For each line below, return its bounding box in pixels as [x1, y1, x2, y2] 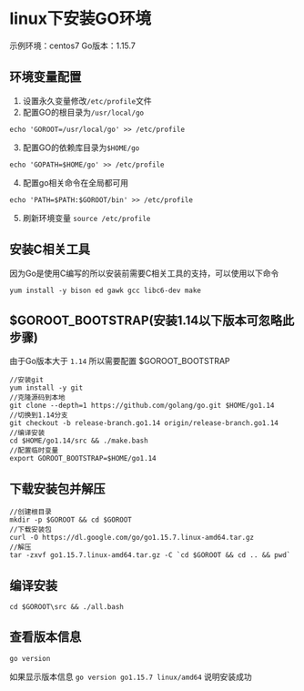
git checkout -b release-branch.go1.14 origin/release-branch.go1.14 [9, 419, 279, 428]
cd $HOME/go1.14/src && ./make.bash [9, 436, 148, 446]
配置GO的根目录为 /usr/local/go [22, 107, 145, 117]
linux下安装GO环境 [9, 8, 152, 29]
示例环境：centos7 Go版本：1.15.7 [9, 40, 137, 51]
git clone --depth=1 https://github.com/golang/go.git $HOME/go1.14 [9, 401, 275, 411]
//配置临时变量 [9, 446, 59, 455]
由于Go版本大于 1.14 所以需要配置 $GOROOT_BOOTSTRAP [9, 356, 230, 367]
